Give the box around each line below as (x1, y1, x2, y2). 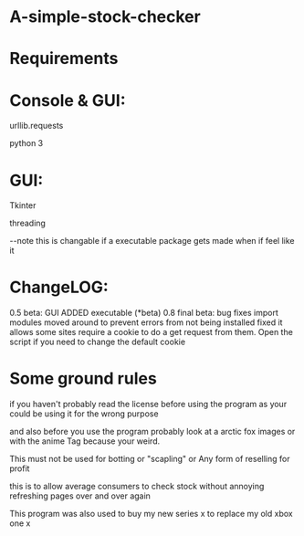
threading (9, 217, 46, 229)
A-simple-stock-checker (9, 6, 201, 27)
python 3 (9, 138, 44, 149)
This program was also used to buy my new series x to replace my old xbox (9, 509, 294, 520)
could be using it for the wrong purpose (9, 408, 159, 419)
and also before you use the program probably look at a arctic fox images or (9, 426, 296, 437)
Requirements (9, 48, 119, 69)
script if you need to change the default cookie (9, 336, 185, 348)
